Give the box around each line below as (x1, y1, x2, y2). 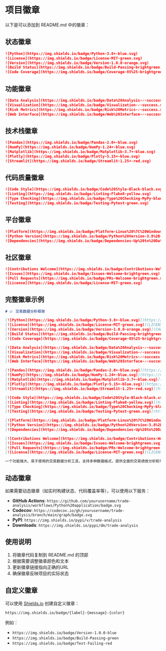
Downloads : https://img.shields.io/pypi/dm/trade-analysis (12, 522, 138, 528)
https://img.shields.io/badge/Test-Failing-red (12, 641, 112, 646)
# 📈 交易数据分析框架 (5, 309, 45, 314)
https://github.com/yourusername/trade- (46, 499, 131, 503)
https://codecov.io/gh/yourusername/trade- (34, 508, 125, 513)
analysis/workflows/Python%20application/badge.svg (12, 503, 121, 508)
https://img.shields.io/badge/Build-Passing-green (12, 636, 119, 641)
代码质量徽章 (5, 174, 44, 182)
